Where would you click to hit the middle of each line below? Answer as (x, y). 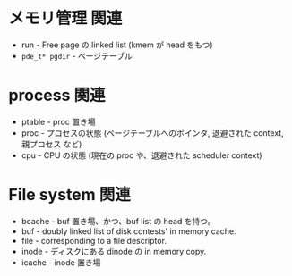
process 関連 (57, 96)
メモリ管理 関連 (65, 18)
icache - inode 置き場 (61, 262)
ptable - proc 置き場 (58, 121)
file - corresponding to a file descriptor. (94, 240)
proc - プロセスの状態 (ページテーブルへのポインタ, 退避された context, (152, 133)
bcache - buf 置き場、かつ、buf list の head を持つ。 (118, 221)
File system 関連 (69, 195)
